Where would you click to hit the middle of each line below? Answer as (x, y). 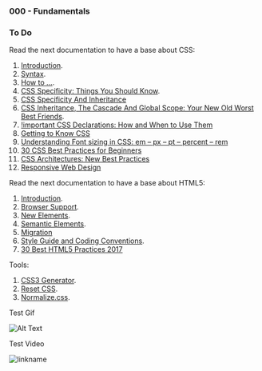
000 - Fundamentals (50, 11)
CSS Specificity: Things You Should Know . (90, 91)
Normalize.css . (45, 297)
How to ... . (38, 82)
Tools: (19, 265)
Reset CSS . (39, 289)
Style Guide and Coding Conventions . (82, 241)
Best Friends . (42, 117)
